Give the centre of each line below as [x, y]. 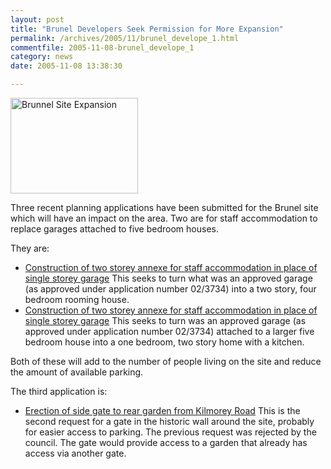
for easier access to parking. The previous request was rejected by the [170, 432]
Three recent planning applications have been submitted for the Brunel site [164, 207]
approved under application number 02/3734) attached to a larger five [169, 331]
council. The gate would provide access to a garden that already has [166, 442]
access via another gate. [75, 453]
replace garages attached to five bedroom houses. [114, 229]
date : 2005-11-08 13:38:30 [66, 66]
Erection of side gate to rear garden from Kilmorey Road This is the [162, 410]
